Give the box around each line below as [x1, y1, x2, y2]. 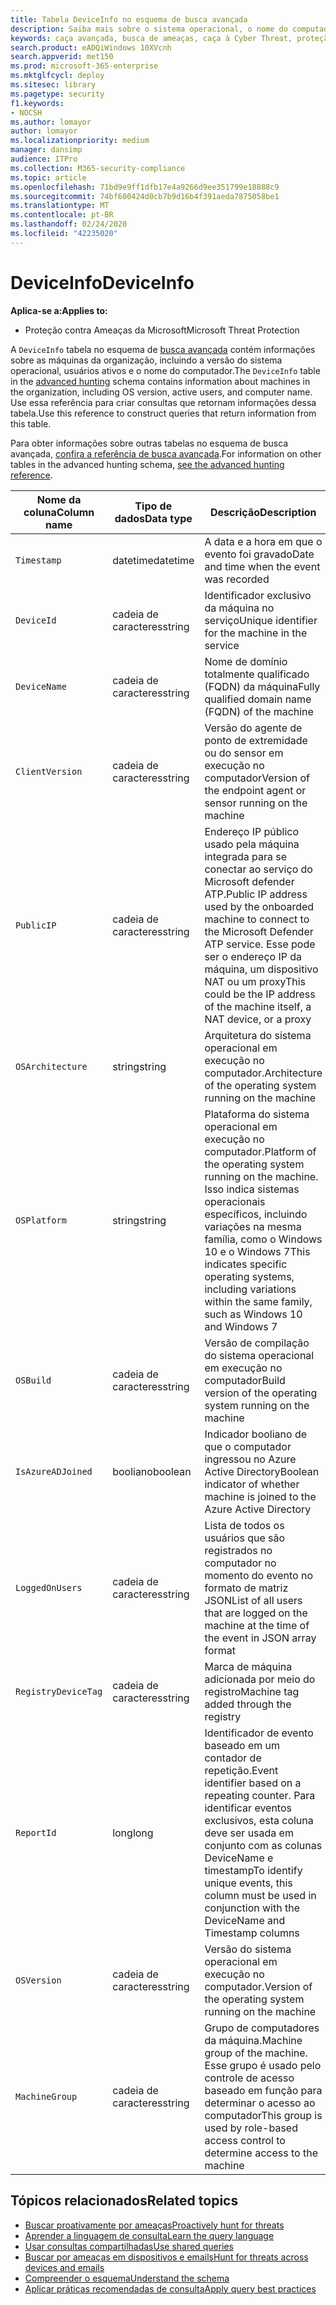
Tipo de [134, 499, 173, 513]
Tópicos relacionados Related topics [10, 2192, 239, 2210]
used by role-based [204, 2121, 298, 2135]
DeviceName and [204, 1913, 286, 1927]
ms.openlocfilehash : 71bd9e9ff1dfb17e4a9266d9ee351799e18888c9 [10, 182, 280, 192]
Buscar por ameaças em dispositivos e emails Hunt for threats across [24, 2251, 309, 2263]
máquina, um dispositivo [204, 962, 319, 976]
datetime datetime [112, 553, 195, 567]
